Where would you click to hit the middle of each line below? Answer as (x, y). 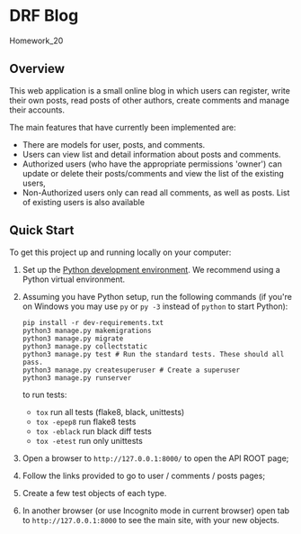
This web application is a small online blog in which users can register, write (150, 90)
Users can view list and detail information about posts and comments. (151, 154)
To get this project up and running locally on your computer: (120, 252)
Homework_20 (36, 41)
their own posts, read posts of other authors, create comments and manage (150, 100)
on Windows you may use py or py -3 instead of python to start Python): (155, 306)
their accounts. (37, 110)
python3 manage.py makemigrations (87, 330)
